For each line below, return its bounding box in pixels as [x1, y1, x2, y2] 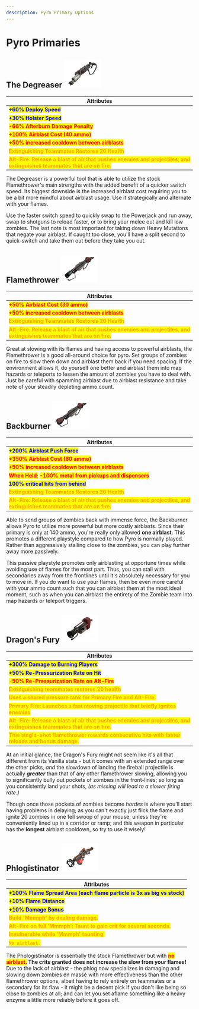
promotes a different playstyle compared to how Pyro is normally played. [6, 535, 184, 542]
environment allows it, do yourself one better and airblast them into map [6, 364, 182, 372]
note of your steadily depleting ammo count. [6, 384, 114, 391]
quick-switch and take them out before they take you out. [6, 237, 146, 244]
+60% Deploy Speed [8, 106, 61, 113]
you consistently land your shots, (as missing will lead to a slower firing [6, 782, 181, 790]
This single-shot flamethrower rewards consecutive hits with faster [8, 731, 181, 738]
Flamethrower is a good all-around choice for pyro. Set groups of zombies [6, 351, 187, 359]
